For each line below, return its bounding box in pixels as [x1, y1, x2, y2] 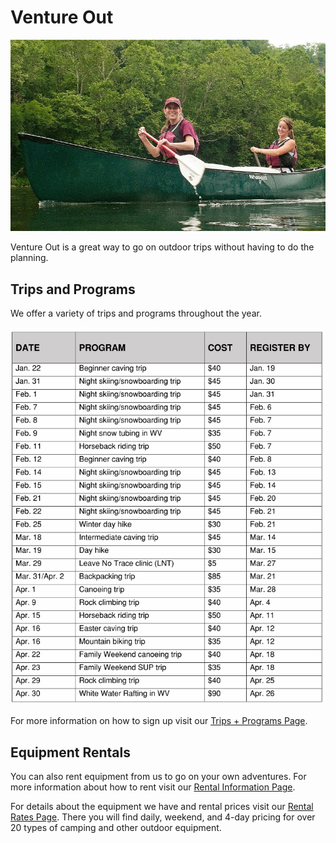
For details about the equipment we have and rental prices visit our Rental [10, 801, 314, 813]
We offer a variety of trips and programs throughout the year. [10, 307, 262, 319]
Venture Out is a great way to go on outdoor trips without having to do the [10, 241, 315, 253]
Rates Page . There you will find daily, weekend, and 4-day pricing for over [10, 811, 316, 823]
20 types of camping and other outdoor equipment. [10, 822, 222, 834]
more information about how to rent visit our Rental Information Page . [10, 781, 296, 793]
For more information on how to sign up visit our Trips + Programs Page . [10, 715, 308, 727]
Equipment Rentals [10, 744, 131, 761]
